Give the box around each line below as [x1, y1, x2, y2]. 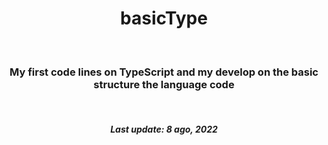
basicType [120, 7, 208, 30]
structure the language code [93, 77, 235, 91]
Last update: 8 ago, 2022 [110, 123, 218, 135]
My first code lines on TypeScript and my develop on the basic [9, 65, 319, 79]
